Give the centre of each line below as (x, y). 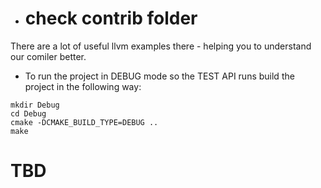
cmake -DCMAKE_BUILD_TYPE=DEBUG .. (84, 122)
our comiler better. (48, 56)
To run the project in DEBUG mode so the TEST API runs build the (159, 76)
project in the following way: (83, 86)
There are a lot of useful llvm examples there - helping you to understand (161, 46)
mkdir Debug (35, 105)
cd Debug (28, 113)
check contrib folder (111, 18)
